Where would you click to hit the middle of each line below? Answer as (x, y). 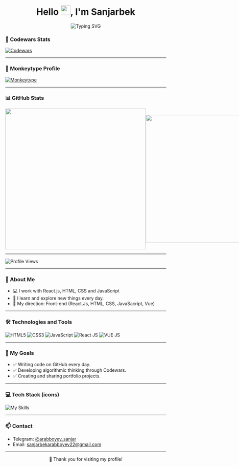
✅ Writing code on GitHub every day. (52, 364)
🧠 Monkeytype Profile (33, 69)
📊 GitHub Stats (25, 98)
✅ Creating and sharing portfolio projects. (56, 376)
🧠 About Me (20, 279)
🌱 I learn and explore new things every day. (58, 298)
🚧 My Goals (20, 353)
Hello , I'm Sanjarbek (86, 12)
